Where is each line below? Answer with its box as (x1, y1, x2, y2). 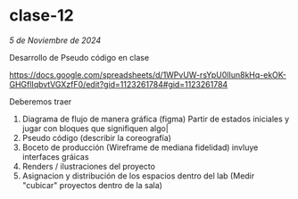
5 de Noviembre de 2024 (9, 35, 102, 46)
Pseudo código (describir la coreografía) (21, 132, 172, 143)
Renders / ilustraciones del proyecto (21, 161, 156, 171)
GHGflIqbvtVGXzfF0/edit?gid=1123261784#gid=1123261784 (9, 79, 228, 89)
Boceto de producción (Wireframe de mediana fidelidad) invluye (21, 142, 259, 153)
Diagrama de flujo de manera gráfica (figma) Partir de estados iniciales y (21, 113, 290, 124)
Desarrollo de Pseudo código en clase (9, 52, 150, 62)
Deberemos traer (9, 95, 72, 107)
